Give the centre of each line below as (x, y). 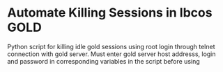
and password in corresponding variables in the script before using (103, 61)
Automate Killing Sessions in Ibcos (110, 13)
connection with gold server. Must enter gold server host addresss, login (111, 54)
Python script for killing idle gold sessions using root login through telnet (111, 46)
